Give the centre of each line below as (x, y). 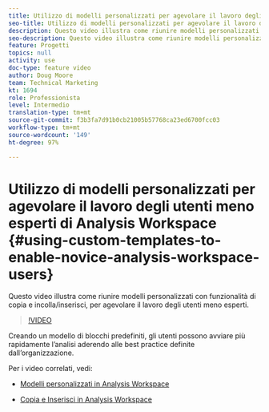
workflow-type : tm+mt (44, 127)
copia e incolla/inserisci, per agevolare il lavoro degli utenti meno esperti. (129, 305)
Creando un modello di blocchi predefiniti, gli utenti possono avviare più (127, 336)
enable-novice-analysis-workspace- (134, 257)
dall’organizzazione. (41, 353)
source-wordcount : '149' (50, 135)
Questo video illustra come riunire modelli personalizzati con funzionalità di (132, 297)
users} (31, 274)
